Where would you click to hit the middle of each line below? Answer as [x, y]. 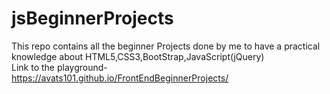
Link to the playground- [59, 67]
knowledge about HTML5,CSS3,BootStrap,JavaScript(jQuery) [138, 56]
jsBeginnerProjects [92, 18]
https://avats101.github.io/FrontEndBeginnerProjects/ [120, 78]
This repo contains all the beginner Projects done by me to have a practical [166, 46]
